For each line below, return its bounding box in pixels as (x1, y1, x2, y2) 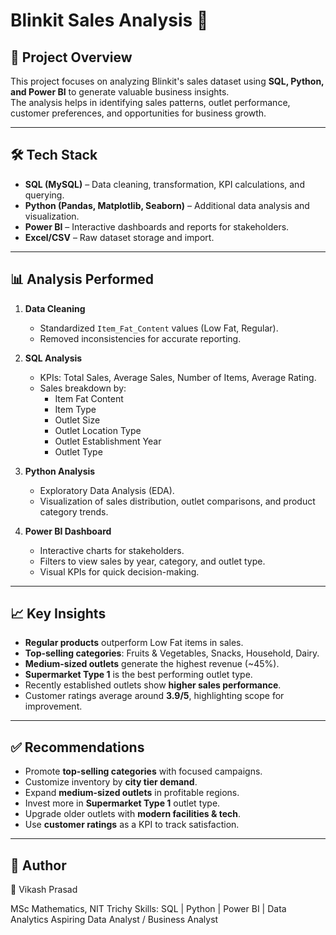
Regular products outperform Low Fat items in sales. (24, 637, 244, 649)
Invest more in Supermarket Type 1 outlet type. (24, 797, 221, 809)
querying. (24, 189, 65, 201)
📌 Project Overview (10, 49, 133, 66)
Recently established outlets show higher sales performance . (24, 679, 282, 691)
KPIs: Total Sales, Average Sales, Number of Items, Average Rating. (39, 371, 317, 383)
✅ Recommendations (10, 739, 145, 756)
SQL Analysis (24, 352, 83, 364)
